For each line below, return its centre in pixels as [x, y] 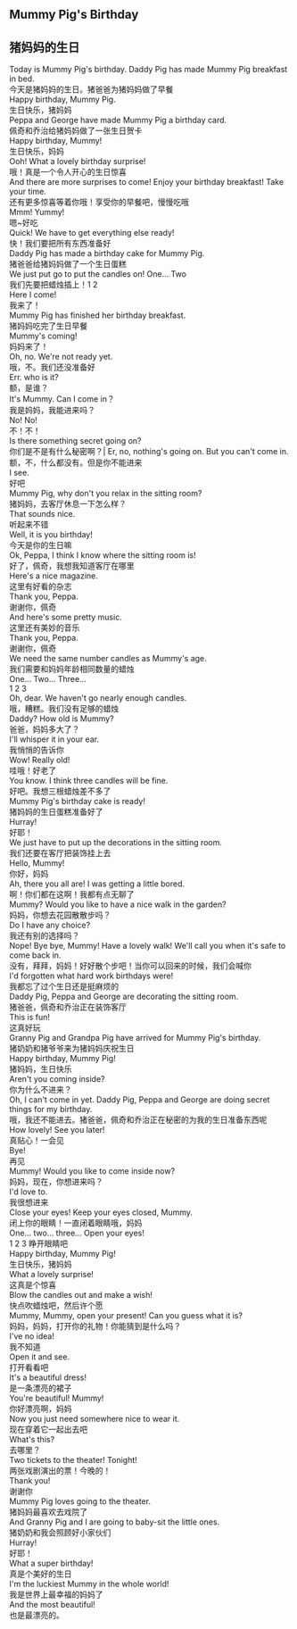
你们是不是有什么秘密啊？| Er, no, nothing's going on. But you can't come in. [149, 452]
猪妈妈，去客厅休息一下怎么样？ [68, 504]
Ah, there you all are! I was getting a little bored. [97, 884]
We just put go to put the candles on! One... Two [98, 274]
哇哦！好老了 [33, 770]
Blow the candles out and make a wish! [81, 1295]
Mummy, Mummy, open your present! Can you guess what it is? [126, 1316]
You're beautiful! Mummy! [57, 1398]
